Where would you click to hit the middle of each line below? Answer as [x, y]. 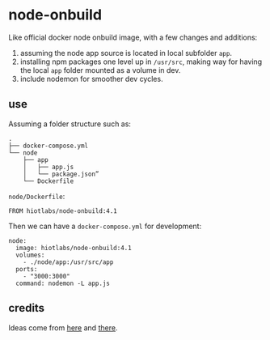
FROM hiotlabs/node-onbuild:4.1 [63, 211]
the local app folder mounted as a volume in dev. [100, 70]
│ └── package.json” [61, 174]
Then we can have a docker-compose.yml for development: [105, 226]
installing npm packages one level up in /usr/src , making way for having [141, 62]
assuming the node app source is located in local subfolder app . [126, 53]
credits [27, 308]
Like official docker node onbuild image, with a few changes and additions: [133, 37]
